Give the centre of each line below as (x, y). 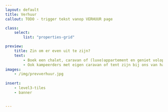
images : (13, 69)
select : (22, 33)
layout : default (22, 10)
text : (20, 55)
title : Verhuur (21, 14)
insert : (13, 83)
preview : (14, 46)
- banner (23, 93)
